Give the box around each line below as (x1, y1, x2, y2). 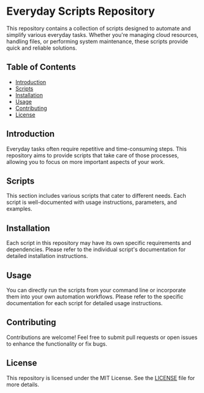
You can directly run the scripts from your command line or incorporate (6, 287, 186, 294)
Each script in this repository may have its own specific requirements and (6, 239, 192, 247)
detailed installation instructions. (6, 252, 88, 260)
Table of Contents (6, 62, 77, 72)
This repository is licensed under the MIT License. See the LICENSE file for (6, 374, 195, 381)
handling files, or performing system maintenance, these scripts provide (6, 37, 189, 45)
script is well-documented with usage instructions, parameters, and (6, 198, 177, 206)
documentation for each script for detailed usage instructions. (6, 300, 163, 306)
